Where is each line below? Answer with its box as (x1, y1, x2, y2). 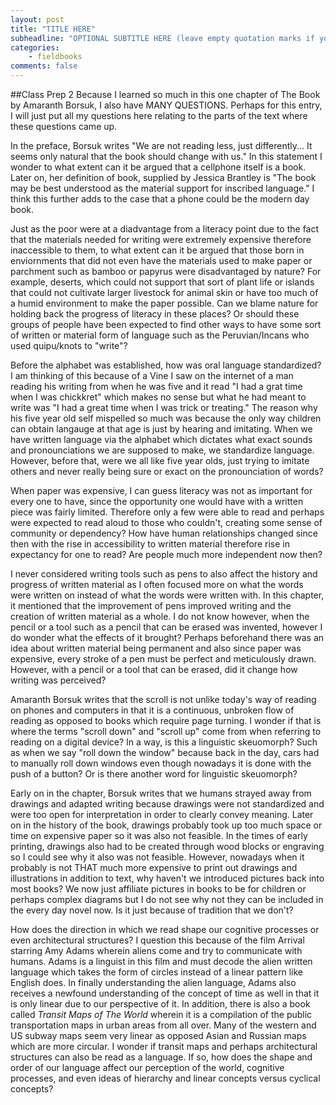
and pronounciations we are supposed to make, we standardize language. (10, 444, 315, 456)
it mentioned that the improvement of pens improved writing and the (10, 600, 292, 611)
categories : (10, 42, 60, 53)
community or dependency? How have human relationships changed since (10, 527, 318, 539)
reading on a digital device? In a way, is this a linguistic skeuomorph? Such (10, 736, 318, 748)
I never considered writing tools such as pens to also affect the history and (10, 568, 318, 580)
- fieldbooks (28, 52, 83, 62)
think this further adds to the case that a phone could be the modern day (10, 193, 310, 205)
